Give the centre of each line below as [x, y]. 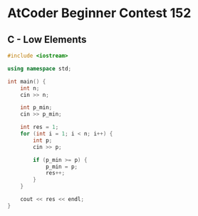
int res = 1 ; [40, 127]
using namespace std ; [40, 68]
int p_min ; [36, 108]
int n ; [30, 88]
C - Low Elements [47, 40]
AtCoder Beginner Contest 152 [99, 13]
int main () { [27, 81]
